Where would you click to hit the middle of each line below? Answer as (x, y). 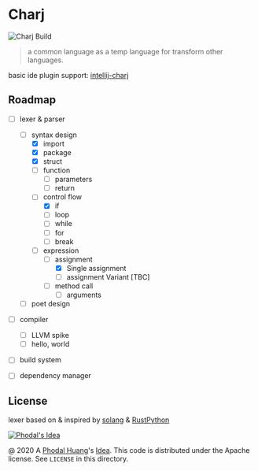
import (54, 143)
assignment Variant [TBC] (108, 276)
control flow (63, 197)
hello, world (50, 344)
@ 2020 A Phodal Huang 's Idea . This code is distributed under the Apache (129, 451)
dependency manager (55, 376)
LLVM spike (50, 336)
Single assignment (96, 268)
